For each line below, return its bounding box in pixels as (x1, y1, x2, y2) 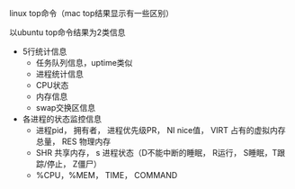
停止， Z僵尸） (46, 158, 102, 169)
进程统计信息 (35, 68, 84, 79)
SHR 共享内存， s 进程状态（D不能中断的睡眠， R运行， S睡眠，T (35, 148, 278, 157)
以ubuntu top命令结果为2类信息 (9, 27, 126, 38)
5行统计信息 (22, 46, 67, 57)
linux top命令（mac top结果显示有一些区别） (9, 8, 174, 18)
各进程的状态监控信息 (22, 113, 102, 124)
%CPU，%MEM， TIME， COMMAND (35, 170, 178, 180)
